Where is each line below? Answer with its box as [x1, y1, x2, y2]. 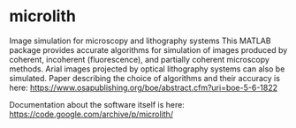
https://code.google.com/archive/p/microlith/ [9, 109, 174, 119]
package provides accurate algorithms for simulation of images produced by [9, 44, 288, 55]
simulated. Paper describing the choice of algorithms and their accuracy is [9, 72, 281, 83]
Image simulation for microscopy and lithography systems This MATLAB [9, 35, 271, 46]
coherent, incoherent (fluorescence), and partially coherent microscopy [9, 54, 269, 64]
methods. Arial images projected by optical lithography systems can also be [9, 64, 285, 74]
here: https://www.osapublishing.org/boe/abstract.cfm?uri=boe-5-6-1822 [9, 82, 278, 93]
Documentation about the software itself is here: [9, 99, 186, 109]
